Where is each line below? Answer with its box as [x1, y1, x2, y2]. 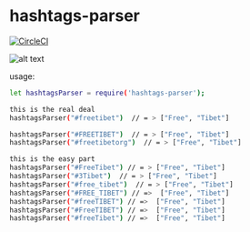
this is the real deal [9, 105, 95, 114]
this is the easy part [9, 155, 95, 164]
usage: [9, 70, 35, 82]
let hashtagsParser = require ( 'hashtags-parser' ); [9, 88, 205, 97]
